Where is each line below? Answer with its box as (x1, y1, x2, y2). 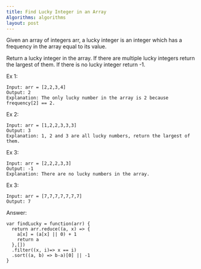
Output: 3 (6, 128, 31, 134)
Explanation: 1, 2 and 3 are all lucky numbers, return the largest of (6, 133, 190, 139)
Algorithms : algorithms (6, 14, 66, 21)
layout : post (6, 20, 39, 26)
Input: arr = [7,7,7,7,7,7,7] (6, 194, 83, 200)
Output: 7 (6, 198, 31, 205)
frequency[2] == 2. (6, 100, 56, 106)
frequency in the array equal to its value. (6, 43, 107, 50)
